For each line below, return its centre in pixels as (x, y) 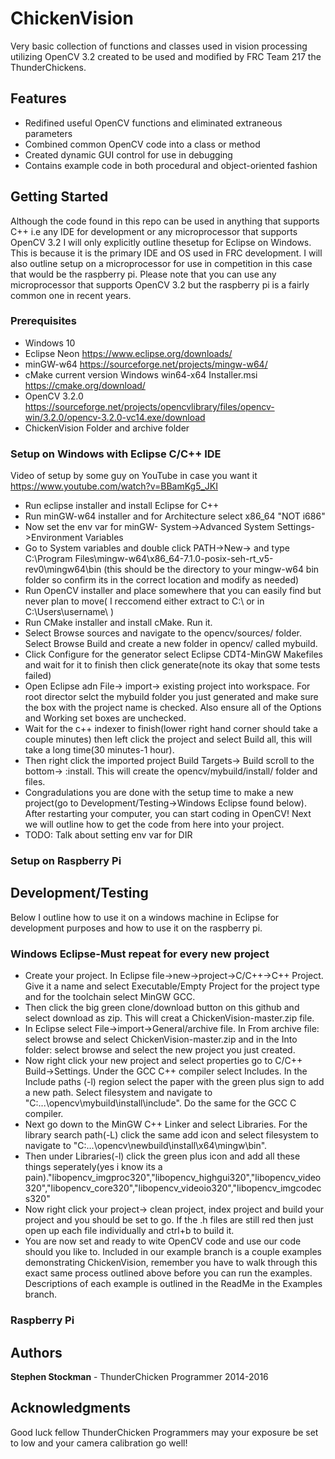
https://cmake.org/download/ (85, 385)
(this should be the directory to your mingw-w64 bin (211, 569)
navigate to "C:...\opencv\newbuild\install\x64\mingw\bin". (146, 1146)
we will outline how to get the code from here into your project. (154, 824)
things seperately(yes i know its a (93, 1167)
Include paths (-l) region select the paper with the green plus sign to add (174, 1082)
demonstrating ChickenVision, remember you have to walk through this (171, 1263)
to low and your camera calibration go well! (99, 1443)
